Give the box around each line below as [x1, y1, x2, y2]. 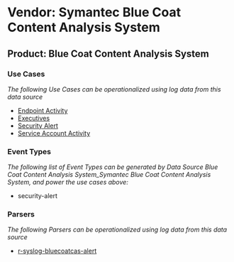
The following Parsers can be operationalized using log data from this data [7, 225, 228, 234]
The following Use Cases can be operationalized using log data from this [7, 84, 221, 93]
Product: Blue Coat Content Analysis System [7, 48, 209, 60]
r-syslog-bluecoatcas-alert [17, 246, 97, 256]
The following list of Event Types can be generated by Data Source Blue [7, 163, 218, 171]
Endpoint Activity [17, 106, 68, 114]
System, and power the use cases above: [7, 178, 129, 187]
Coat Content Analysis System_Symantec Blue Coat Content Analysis [7, 170, 211, 179]
